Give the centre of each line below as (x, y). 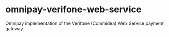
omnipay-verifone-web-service (73, 9)
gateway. (15, 28)
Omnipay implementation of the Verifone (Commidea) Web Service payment (85, 23)
